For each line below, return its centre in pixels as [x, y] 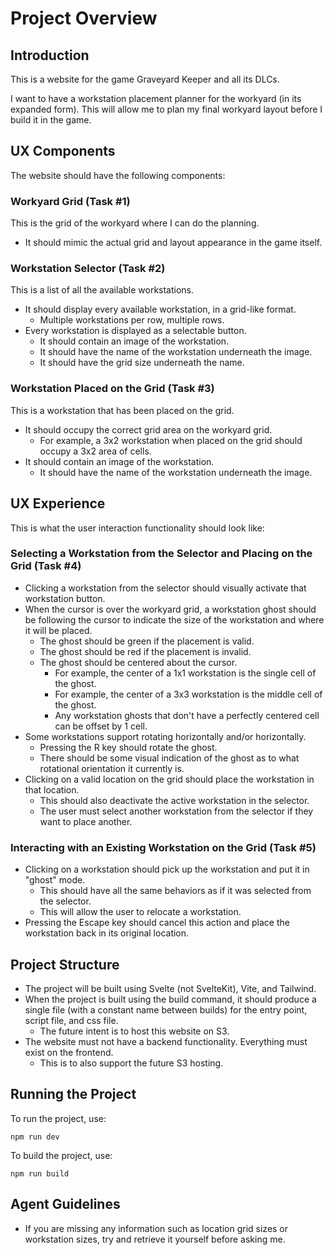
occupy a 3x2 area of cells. [95, 451]
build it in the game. [51, 120]
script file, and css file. [71, 1020]
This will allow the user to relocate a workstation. [140, 912]
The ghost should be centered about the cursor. [138, 662]
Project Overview [84, 18]
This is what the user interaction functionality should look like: [137, 528]
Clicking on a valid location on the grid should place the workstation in [169, 779]
